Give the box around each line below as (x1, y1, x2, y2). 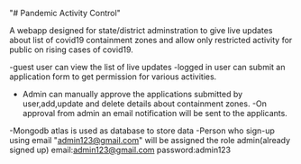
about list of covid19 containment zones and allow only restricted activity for (9, 35, 293, 45)
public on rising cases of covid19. (9, 44, 133, 55)
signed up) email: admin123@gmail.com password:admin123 (9, 144, 232, 155)
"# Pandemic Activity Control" (9, 8, 122, 18)
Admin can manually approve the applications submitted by (22, 89, 243, 99)
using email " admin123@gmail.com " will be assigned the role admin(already (9, 135, 291, 145)
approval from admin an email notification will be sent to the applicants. (22, 108, 288, 118)
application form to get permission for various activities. (9, 71, 217, 82)
